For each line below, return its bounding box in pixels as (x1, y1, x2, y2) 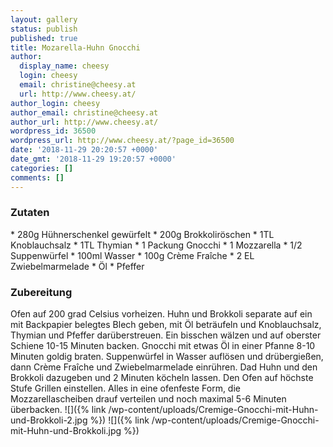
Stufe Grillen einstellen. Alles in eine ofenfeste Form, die (10, 382, 241, 395)
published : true (10, 33, 78, 43)
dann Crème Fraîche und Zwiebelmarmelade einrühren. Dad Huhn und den (10, 361, 318, 373)
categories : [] (10, 163, 74, 173)
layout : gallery (10, 14, 78, 25)
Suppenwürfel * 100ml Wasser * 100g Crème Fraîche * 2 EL (10, 249, 255, 261)
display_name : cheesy (19, 61, 110, 71)
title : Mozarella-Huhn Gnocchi (10, 42, 141, 53)
